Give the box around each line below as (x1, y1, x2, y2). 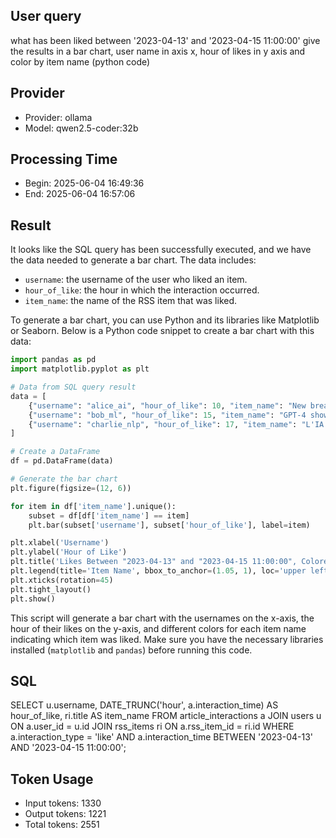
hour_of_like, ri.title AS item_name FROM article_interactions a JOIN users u (10, 710, 322, 722)
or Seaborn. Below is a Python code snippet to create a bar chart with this (10, 325, 315, 337)
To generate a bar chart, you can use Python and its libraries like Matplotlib (10, 314, 320, 326)
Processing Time (10, 151, 118, 168)
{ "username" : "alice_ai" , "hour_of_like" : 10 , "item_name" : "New (28, 400, 307, 411)
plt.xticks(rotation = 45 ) (10, 575, 114, 585)
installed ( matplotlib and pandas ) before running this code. (10, 644, 253, 656)
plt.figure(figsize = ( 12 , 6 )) (10, 483, 132, 493)
